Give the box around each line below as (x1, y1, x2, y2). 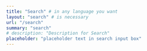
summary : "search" (6, 25, 52, 31)
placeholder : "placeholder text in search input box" (6, 36, 142, 42)
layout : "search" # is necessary (6, 14, 89, 20)
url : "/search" (6, 19, 44, 25)
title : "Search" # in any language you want (6, 8, 118, 15)
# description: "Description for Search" (6, 30, 110, 36)
